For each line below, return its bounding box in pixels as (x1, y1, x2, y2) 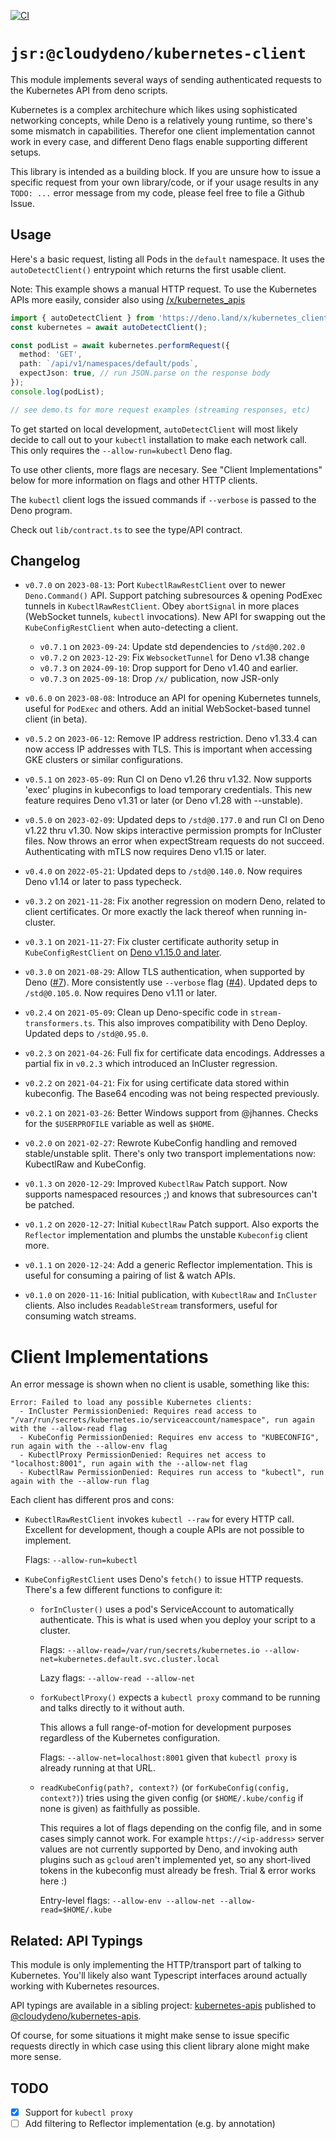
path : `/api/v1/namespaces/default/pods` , (19, 359, 199, 369)
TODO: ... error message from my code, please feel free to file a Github (10, 186, 305, 199)
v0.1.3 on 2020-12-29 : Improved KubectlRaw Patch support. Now (24, 1178, 288, 1190)
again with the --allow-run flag (10, 1476, 150, 1487)
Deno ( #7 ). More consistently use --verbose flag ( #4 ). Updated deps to (24, 976, 318, 989)
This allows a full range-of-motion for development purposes (39, 1721, 292, 1734)
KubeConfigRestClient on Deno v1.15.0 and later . (24, 946, 222, 959)
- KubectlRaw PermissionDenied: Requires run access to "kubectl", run (19, 1468, 325, 1478)
